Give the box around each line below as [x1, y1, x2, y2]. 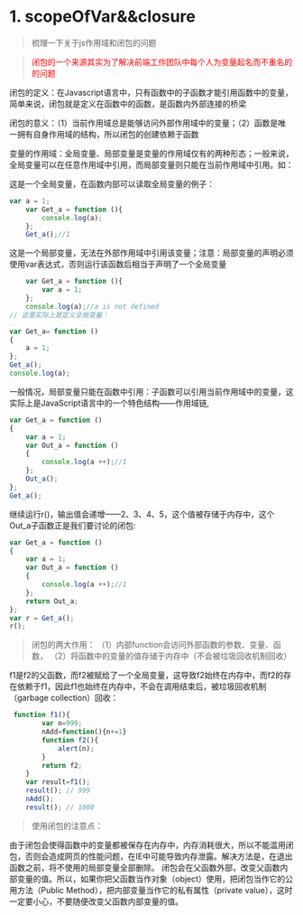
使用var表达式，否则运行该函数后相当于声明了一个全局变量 [9, 259, 227, 270]
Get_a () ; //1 [25, 230, 70, 239]
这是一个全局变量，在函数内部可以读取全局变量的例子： [9, 178, 215, 189]
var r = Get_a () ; [9, 613, 75, 622]
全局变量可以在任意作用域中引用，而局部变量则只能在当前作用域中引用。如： [9, 159, 294, 170]
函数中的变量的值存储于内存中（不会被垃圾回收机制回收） [78, 650, 292, 661]
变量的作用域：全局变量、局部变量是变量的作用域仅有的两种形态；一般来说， [9, 147, 294, 159]
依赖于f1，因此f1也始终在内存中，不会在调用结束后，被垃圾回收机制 [16, 681, 267, 692]
